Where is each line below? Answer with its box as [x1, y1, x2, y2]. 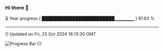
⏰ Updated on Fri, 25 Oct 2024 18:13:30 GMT [5, 31, 96, 37]
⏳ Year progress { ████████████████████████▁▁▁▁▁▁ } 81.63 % [5, 15, 155, 21]
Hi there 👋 [5, 4, 29, 11]
